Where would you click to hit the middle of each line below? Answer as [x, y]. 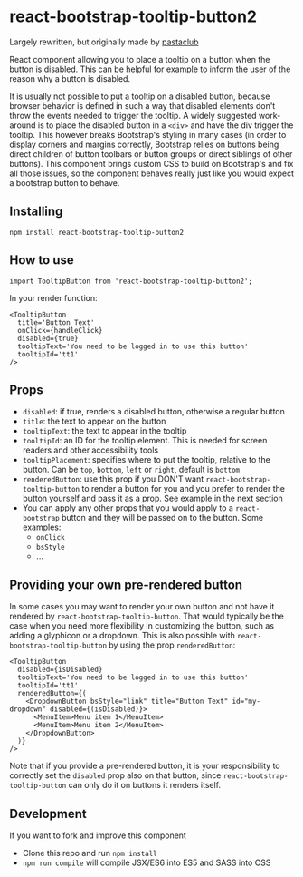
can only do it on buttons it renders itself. [145, 785]
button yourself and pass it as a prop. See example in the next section [152, 498]
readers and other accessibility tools [90, 450]
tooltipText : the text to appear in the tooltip [104, 431]
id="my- [246, 702]
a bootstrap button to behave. [65, 182]
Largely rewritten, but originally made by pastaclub [104, 42]
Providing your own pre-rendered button [126, 585]
